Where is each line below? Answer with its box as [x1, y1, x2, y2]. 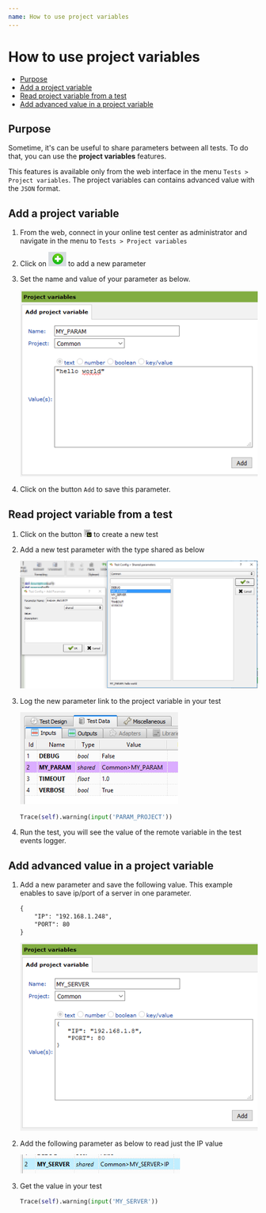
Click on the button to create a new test [19, 529, 158, 538]
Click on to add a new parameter [19, 259, 146, 268]
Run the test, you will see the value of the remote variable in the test [19, 827, 241, 837]
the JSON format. [8, 184, 61, 193]
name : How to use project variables [8, 13, 129, 21]
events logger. [19, 836, 67, 846]
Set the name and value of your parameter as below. [19, 274, 191, 284]
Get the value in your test [19, 1181, 102, 1191]
